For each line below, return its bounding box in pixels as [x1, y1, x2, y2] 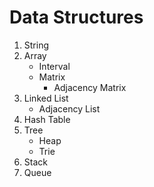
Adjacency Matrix [53, 81, 127, 93]
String [23, 39, 50, 51]
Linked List [23, 92, 69, 104]
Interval [38, 60, 71, 72]
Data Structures [9, 6, 144, 29]
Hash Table [23, 113, 71, 125]
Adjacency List [38, 102, 101, 115]
